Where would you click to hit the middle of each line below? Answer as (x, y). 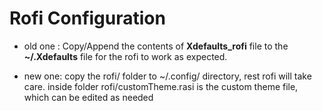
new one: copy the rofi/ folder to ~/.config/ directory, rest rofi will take (167, 76)
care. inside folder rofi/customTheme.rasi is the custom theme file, (161, 86)
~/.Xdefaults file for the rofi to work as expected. (125, 56)
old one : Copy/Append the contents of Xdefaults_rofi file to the (156, 46)
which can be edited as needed (88, 97)
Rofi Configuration (87, 18)
